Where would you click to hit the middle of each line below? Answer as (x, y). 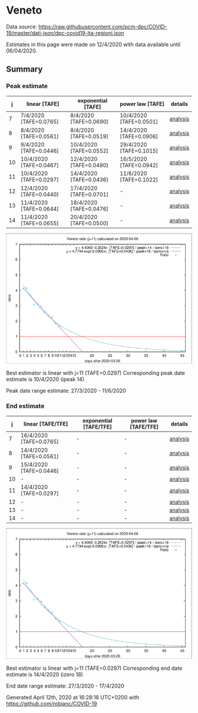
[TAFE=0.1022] (139, 180)
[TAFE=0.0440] (39, 194)
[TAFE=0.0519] (89, 136)
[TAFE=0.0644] (39, 209)
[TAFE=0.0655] (39, 223)
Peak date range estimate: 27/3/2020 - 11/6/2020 (66, 391)
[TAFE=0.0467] (39, 166)
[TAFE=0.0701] (89, 194)
